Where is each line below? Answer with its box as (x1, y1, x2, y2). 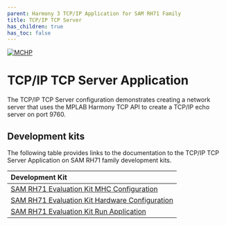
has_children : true (7, 23, 64, 30)
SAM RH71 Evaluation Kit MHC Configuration (10, 184, 158, 194)
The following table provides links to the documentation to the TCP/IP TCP (7, 149, 220, 156)
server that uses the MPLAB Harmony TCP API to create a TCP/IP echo (7, 103, 210, 111)
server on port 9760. (7, 110, 66, 118)
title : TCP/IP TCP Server (7, 17, 82, 24)
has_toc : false (7, 29, 51, 37)
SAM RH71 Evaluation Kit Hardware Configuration (10, 195, 173, 205)
